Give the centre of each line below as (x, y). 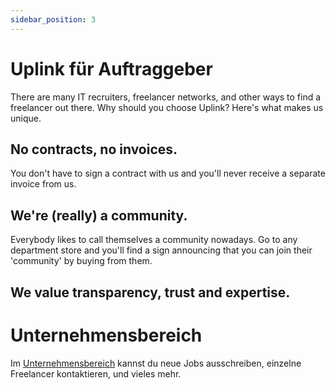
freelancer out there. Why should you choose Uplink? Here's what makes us (167, 107)
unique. (26, 118)
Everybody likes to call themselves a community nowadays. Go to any (154, 240)
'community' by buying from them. (81, 261)
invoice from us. (43, 184)
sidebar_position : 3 (53, 19)
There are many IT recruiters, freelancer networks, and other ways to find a (166, 97)
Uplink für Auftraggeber (111, 68)
